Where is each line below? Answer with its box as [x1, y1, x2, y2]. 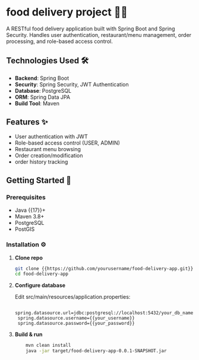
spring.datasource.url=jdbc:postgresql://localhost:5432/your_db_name [14, 310, 194, 316]
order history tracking [14, 158, 68, 165]
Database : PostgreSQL [14, 87, 72, 94]
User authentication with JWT [14, 133, 88, 140]
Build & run [14, 331, 43, 338]
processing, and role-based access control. [6, 37, 113, 45]
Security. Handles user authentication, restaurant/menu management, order [6, 31, 192, 38]
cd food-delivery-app [14, 271, 68, 277]
